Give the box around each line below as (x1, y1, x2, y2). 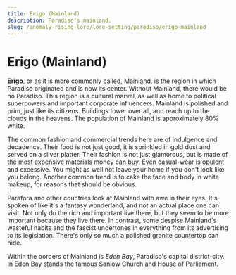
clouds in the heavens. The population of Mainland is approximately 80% (7, 114, 220, 123)
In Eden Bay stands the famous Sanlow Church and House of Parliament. (7, 260, 219, 268)
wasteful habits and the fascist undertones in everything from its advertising (7, 224, 229, 232)
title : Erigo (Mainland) (7, 10, 80, 18)
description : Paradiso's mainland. (7, 17, 112, 24)
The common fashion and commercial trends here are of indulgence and (7, 135, 218, 144)
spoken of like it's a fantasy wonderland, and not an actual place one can (7, 201, 220, 210)
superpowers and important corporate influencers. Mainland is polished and (7, 99, 228, 108)
